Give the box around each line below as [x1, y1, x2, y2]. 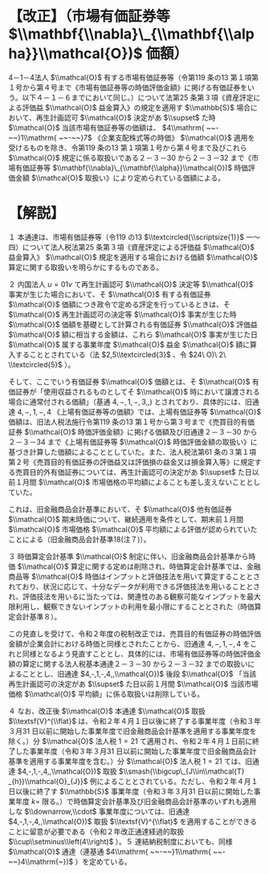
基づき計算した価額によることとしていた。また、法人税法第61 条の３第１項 [8, 447, 257, 456]
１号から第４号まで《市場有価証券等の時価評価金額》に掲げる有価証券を [8, 82, 247, 92]
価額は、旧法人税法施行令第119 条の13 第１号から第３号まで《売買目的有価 [8, 417, 255, 427]
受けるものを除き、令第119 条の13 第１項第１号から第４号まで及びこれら [8, 142, 247, 153]
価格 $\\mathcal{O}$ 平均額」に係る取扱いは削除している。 [8, 688, 205, 699]
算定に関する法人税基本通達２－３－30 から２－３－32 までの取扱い [22, 659, 248, 668]
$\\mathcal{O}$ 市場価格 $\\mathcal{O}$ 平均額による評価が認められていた [8, 524, 258, 534]
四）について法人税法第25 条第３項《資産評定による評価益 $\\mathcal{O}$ [8, 242, 255, 251]
